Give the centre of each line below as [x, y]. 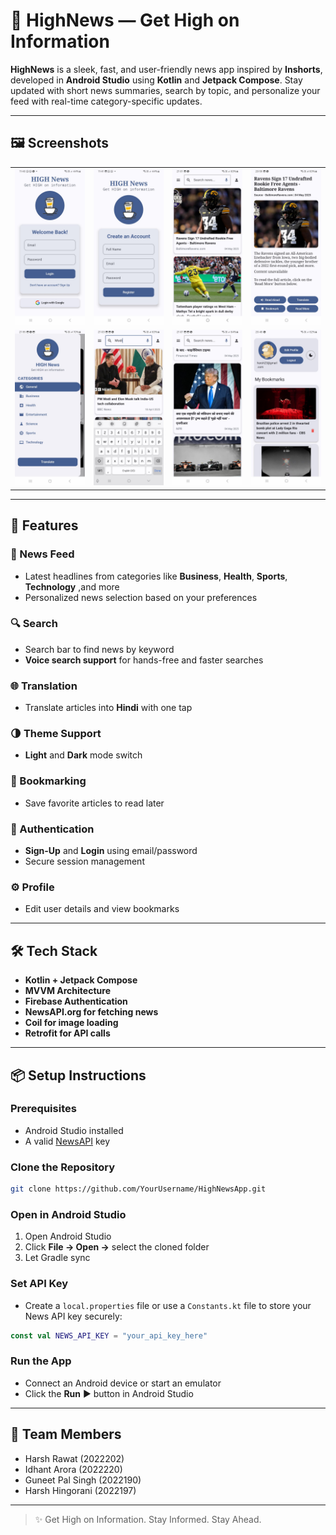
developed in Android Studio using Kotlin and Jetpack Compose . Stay [156, 80]
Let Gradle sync [57, 1258]
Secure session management [84, 861]
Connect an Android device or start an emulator [123, 1383]
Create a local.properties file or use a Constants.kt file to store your [168, 1305]
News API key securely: [73, 1316]
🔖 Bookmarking [48, 781]
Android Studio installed [74, 1130]
